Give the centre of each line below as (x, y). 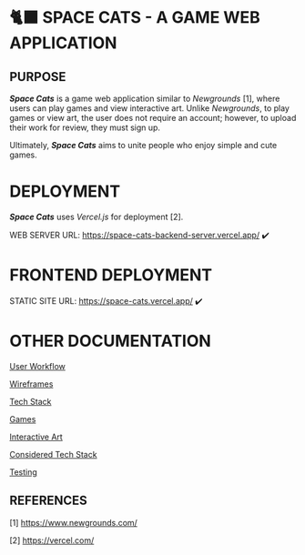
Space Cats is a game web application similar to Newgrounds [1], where (145, 98)
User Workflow (37, 366)
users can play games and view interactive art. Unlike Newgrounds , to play (149, 108)
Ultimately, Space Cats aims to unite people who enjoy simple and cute (143, 145)
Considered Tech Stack (53, 454)
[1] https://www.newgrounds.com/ (74, 522)
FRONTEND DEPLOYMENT (111, 275)
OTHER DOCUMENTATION (110, 341)
